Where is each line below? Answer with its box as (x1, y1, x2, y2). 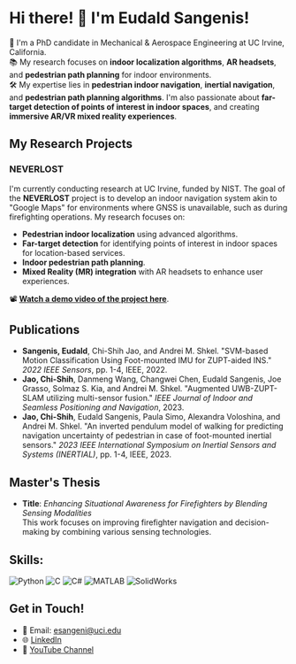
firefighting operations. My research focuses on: (9, 212, 186, 222)
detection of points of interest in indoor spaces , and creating (34, 101, 260, 112)
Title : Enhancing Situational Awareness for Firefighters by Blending (21, 498, 268, 509)
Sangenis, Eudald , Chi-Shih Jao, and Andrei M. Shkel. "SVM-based (21, 345, 269, 357)
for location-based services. (21, 247, 125, 258)
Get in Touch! (9, 601, 85, 616)
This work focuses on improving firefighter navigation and (21, 517, 233, 528)
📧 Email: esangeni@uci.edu (21, 624, 122, 636)
